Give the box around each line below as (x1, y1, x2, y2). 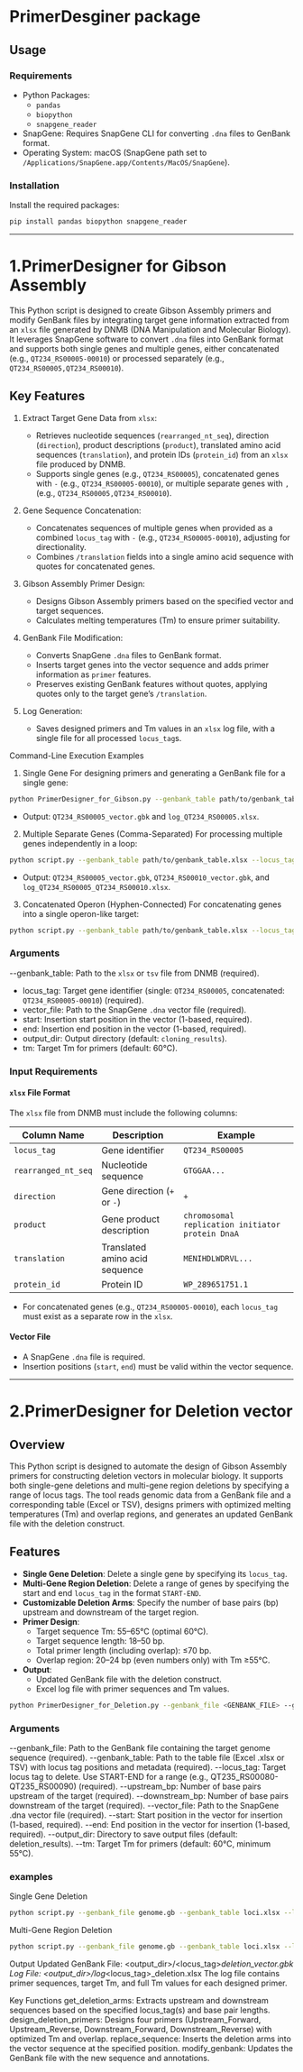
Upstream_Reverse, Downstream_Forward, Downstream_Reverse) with (9, 2024, 272, 2035)
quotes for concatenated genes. (35, 561, 156, 572)
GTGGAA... (183, 1165, 225, 1176)
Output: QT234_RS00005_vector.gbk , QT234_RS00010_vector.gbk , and (22, 872, 271, 883)
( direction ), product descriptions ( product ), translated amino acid (35, 439, 281, 450)
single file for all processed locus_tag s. (35, 732, 182, 743)
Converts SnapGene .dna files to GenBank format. (35, 649, 222, 660)
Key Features (9, 389, 86, 404)
